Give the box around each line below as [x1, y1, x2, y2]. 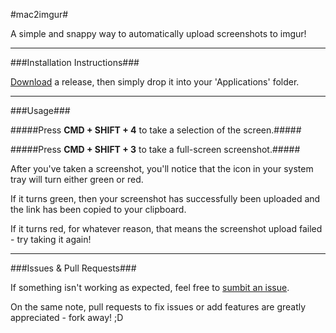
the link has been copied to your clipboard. [10, 204, 187, 215]
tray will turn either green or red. [10, 174, 144, 185]
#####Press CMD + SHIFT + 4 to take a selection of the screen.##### [10, 124, 302, 136]
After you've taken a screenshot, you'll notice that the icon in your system [10, 163, 314, 174]
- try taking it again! [10, 234, 92, 245]
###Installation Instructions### [10, 57, 140, 68]
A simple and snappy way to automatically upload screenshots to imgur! [10, 28, 307, 39]
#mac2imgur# [10, 9, 69, 20]
